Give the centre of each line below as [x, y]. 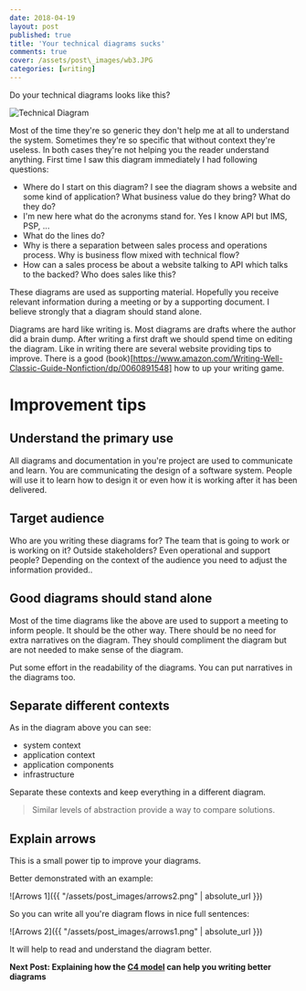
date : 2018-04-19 [42, 18]
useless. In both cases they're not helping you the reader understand [139, 149]
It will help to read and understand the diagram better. [111, 949]
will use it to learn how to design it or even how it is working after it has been [153, 480]
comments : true [38, 52]
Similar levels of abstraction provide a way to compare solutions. [153, 810]
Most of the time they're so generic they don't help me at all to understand [149, 130]
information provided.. [51, 570]
